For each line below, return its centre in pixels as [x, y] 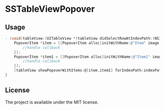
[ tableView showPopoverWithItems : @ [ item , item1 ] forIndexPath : [79, 70]
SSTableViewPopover [50, 9]
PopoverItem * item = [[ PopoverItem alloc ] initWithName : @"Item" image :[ [89, 43]
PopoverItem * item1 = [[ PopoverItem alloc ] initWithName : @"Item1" [82, 57]
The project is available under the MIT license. [52, 102]
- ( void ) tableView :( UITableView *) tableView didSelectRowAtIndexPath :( [80, 38]
